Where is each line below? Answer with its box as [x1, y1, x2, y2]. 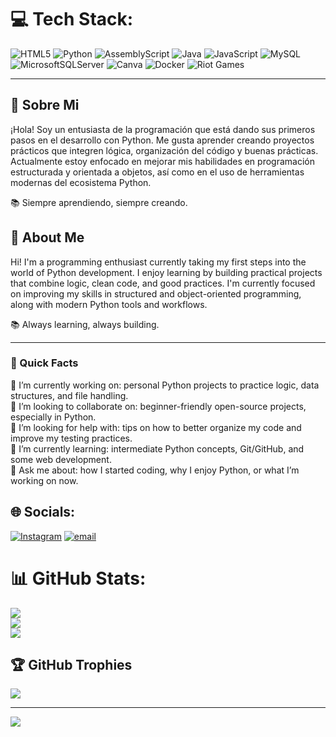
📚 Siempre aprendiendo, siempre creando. [10, 196, 188, 208]
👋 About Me [10, 229, 85, 246]
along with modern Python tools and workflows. [10, 298, 208, 310]
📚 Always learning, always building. [10, 318, 160, 330]
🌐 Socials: [10, 504, 76, 521]
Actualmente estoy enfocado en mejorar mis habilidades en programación [10, 155, 315, 167]
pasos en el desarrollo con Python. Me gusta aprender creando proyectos [10, 134, 315, 146]
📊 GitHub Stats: [10, 567, 147, 590]
